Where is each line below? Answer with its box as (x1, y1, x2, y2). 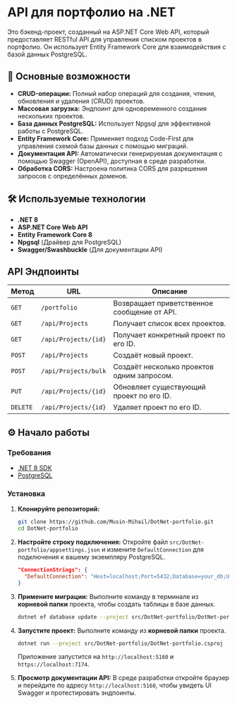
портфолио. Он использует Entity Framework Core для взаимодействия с (7, 42, 226, 51)
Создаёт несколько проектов (112, 362, 214, 372)
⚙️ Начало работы (7, 426, 90, 438)
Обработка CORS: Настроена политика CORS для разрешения (17, 164, 208, 173)
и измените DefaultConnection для (101, 545, 205, 554)
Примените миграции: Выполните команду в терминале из (17, 592, 199, 600)
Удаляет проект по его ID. (112, 403, 202, 413)
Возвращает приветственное (112, 298, 214, 308)
